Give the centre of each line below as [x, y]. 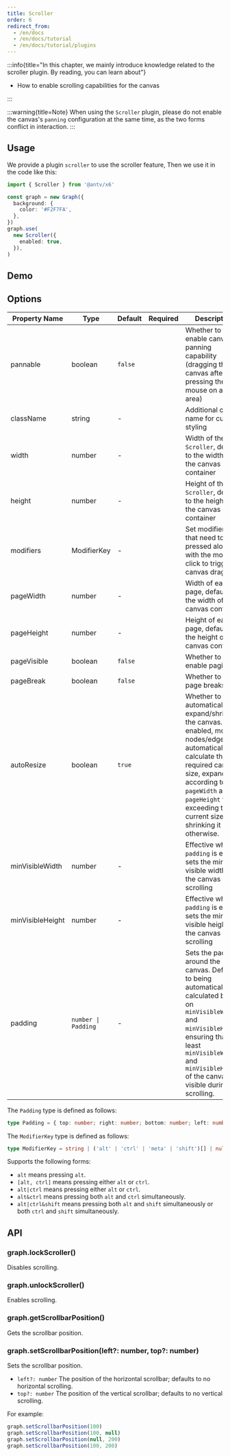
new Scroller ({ [35, 235]
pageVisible [29, 661]
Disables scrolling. [33, 1267]
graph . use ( [23, 229]
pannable [26, 364]
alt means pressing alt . [51, 1175]
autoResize [28, 764]
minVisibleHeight [38, 920]
